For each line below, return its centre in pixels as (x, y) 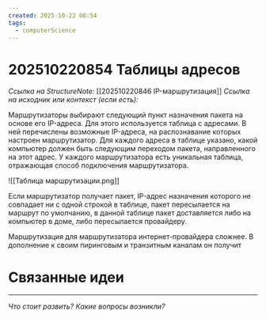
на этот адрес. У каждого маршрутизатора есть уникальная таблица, (126, 157)
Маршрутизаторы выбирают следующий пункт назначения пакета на (126, 115)
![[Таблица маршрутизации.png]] (64, 181)
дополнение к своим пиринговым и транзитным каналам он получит (125, 245)
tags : (17, 23)
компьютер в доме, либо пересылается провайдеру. (98, 222)
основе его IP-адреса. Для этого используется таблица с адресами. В (127, 123)
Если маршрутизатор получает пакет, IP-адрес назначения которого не (129, 196)
